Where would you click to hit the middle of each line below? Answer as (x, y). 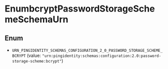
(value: (34, 55)
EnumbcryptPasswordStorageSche (80, 9)
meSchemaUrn (37, 19)
